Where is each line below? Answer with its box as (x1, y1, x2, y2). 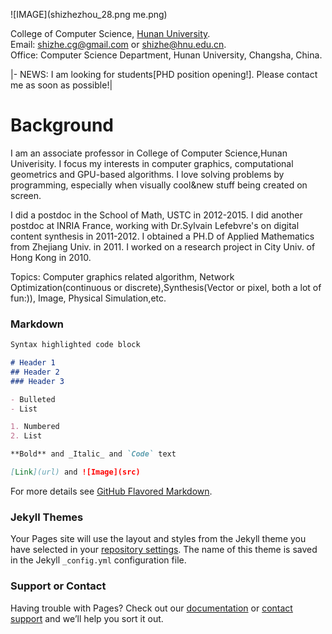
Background (10, 114, 114, 137)
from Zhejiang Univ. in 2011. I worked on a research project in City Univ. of (10, 240, 316, 253)
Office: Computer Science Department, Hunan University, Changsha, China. (10, 49, 323, 61)
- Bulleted (10, 394, 56, 404)
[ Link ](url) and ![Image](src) (10, 467, 141, 478)
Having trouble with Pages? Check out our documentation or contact (10, 602, 293, 614)
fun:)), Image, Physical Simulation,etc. (10, 292, 167, 304)
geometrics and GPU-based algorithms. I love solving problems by (10, 168, 285, 180)
